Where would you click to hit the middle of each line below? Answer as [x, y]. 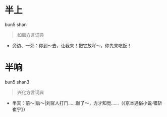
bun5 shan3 [17, 82]
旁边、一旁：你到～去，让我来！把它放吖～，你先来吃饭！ [72, 45]
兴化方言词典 [30, 92]
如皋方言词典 [30, 35]
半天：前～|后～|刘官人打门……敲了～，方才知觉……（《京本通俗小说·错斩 [87, 103]
